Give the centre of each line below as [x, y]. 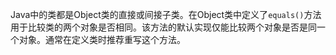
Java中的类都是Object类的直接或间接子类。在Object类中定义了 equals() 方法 [166, 14]
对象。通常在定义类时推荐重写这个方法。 [102, 39]
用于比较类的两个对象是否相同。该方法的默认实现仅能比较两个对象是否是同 [163, 27]
